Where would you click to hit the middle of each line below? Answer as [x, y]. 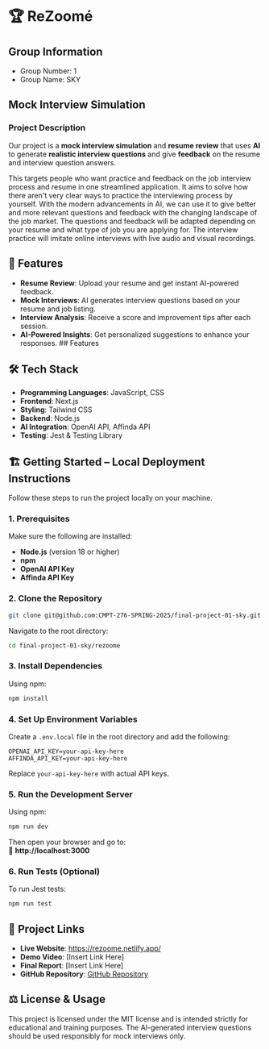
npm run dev [28, 827]
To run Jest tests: [37, 889]
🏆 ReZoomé [51, 17]
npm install [28, 698]
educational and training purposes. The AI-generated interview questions [130, 1027]
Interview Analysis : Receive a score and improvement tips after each [135, 317]
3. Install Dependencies [56, 666]
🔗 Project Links [47, 929]
